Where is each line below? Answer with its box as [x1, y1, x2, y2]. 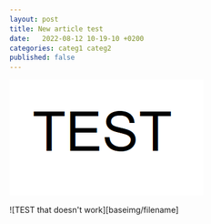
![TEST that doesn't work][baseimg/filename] [9, 205, 179, 216]
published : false [9, 53, 75, 63]
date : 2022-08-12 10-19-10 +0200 [9, 34, 145, 43]
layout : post [9, 15, 59, 24]
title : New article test [9, 24, 104, 34]
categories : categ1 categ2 [9, 44, 112, 53]
